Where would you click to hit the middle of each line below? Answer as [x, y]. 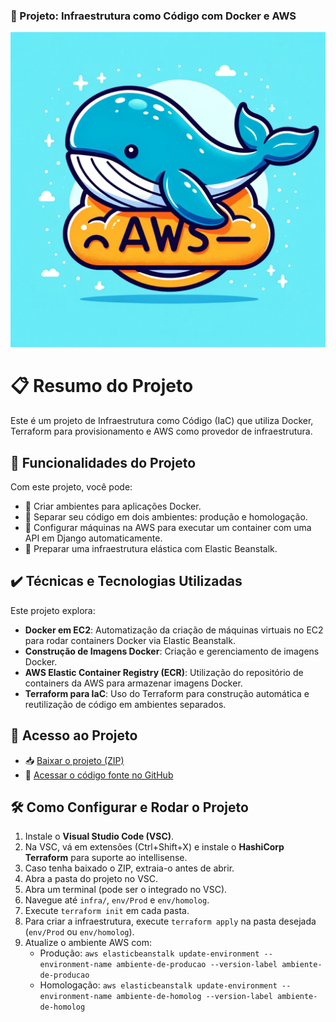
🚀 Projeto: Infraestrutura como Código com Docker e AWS [153, 16]
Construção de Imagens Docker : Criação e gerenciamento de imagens [172, 651]
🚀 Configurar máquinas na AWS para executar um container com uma [168, 528]
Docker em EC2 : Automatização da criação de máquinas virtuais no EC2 [174, 630]
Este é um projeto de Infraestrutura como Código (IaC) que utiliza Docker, [162, 421]
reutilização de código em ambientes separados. [125, 704]
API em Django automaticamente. [93, 538]
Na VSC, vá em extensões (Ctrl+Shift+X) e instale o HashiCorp [154, 847]
